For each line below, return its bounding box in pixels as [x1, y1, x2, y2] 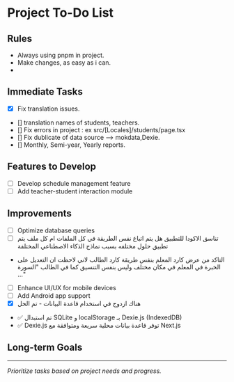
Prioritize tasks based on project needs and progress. [7, 367, 162, 375]
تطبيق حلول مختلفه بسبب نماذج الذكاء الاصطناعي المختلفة [17, 241, 169, 250]
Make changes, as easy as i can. [17, 58, 111, 67]
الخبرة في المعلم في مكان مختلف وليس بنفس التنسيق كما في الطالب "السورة [17, 262, 221, 271]
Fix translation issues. [17, 104, 80, 113]
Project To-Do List [7, 5, 114, 21]
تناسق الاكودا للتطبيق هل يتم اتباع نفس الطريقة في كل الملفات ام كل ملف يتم [17, 234, 219, 242]
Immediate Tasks [7, 86, 84, 98]
